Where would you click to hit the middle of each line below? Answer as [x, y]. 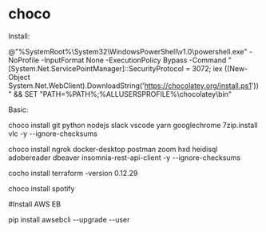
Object [19, 77]
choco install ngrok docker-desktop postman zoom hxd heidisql [113, 149]
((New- [236, 68]
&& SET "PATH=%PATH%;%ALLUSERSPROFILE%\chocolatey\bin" [123, 94]
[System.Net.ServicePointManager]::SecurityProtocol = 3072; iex [115, 68]
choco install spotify [42, 188]
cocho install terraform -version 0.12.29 [73, 173]
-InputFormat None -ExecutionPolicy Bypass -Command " [136, 60]
